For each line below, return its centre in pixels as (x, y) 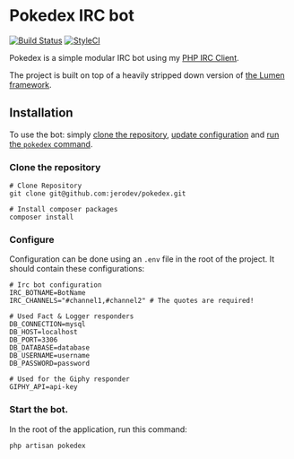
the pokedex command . (51, 143)
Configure (32, 239)
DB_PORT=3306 (34, 340)
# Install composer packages (64, 210)
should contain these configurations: (77, 269)
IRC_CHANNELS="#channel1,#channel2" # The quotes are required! (132, 301)
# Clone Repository (46, 186)
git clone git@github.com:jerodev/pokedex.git (98, 194)
